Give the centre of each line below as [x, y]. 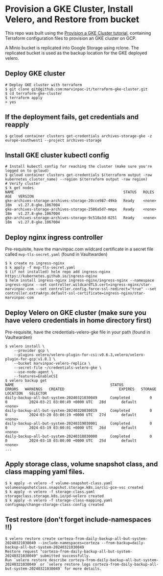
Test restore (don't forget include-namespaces [78, 520]
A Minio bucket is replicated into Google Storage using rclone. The [72, 48]
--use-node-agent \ [34, 372]
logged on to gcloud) [27, 171]
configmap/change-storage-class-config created [55, 504]
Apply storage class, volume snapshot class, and [81, 464]
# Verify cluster [23, 184]
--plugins [24, 355]
